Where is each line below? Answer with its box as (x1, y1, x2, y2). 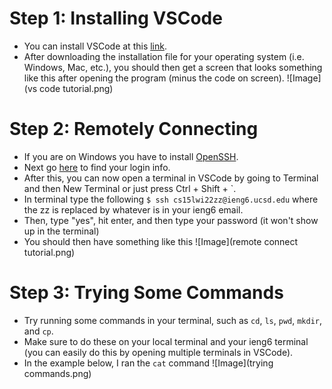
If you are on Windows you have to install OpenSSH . (23, 150, 239, 162)
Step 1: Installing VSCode (9, 7, 223, 30)
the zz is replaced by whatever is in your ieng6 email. (23, 203, 244, 216)
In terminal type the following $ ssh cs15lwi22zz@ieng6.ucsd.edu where (23, 193, 319, 205)
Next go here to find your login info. (23, 161, 171, 173)
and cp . (23, 325, 54, 337)
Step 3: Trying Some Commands (9, 282, 284, 304)
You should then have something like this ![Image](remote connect (23, 235, 299, 247)
